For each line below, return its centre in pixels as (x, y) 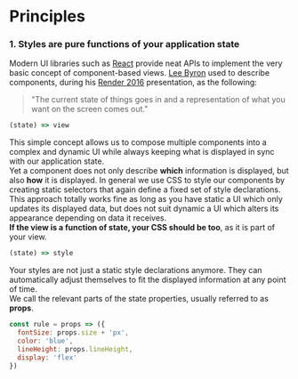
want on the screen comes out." (89, 109)
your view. (28, 237)
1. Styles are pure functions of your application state (125, 44)
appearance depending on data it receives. (88, 218)
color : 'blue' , (45, 341)
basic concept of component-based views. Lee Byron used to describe (140, 73)
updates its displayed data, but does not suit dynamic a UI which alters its (144, 209)
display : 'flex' (47, 358)
